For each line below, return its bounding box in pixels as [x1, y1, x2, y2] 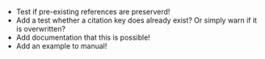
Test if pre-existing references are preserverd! [15, 7, 170, 16]
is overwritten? [15, 24, 66, 33]
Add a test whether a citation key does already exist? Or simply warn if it [15, 15, 257, 25]
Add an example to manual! [15, 41, 107, 51]
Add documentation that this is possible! [15, 32, 151, 42]
